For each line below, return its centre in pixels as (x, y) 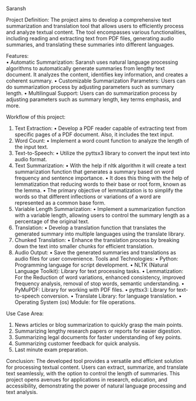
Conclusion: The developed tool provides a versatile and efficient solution (95, 361)
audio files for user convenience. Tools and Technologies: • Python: (96, 259)
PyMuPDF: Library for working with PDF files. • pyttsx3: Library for (95, 290)
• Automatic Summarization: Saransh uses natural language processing (92, 62)
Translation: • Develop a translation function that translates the (90, 228)
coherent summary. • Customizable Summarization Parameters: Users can (96, 81)
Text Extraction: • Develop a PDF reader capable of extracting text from (101, 128)
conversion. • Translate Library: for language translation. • (111, 296)
